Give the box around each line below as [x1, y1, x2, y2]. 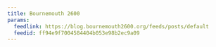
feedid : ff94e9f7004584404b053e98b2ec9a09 [13, 29, 140, 37]
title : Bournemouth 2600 [7, 10, 80, 17]
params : [7, 17, 30, 23]
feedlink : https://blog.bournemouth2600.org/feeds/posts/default [13, 23, 210, 30]
